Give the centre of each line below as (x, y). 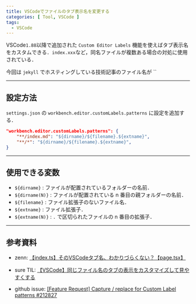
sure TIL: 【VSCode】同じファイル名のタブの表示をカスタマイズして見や (102, 270)
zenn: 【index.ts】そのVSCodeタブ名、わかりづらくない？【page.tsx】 (100, 258)
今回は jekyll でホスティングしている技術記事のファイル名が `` (81, 72)
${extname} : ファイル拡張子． (50, 209)
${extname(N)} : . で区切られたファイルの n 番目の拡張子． (85, 217)
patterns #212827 (36, 295)
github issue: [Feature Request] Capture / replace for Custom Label (95, 289)
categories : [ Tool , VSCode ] (43, 17)
